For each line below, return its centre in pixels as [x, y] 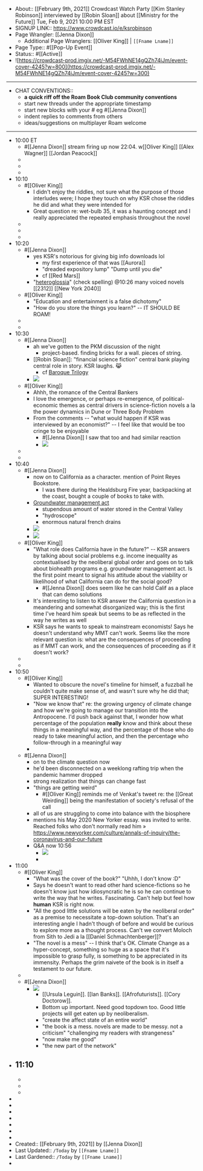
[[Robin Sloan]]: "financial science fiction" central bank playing [111, 359]
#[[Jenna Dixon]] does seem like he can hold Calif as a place [118, 588]
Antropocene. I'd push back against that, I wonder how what [108, 717]
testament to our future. [63, 969]
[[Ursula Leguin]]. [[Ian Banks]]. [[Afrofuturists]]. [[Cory [111, 994]
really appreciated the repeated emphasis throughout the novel [111, 217]
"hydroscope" [60, 515]
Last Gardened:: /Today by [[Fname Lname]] [69, 1156]
